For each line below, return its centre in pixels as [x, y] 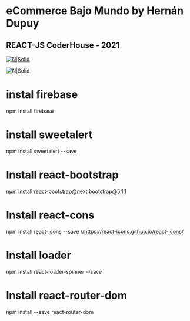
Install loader [39, 255]
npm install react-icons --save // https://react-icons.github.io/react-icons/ [95, 231]
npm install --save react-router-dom [50, 312]
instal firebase [42, 95]
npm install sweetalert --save [41, 151]
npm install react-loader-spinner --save [54, 271]
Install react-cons [50, 215]
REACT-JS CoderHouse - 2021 [63, 45]
